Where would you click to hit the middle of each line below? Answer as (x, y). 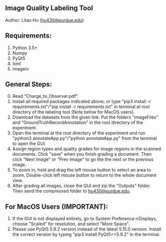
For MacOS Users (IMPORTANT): (56, 207)
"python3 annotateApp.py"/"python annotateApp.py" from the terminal (84, 138)
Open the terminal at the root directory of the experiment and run (79, 133)
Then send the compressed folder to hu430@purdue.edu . (71, 191)
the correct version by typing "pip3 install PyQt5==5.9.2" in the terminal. (86, 235)
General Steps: (28, 85)
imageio (20, 68)
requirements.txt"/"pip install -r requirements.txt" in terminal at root (81, 107)
